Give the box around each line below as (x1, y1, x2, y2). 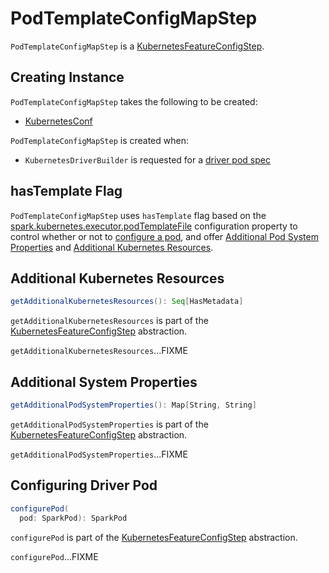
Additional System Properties (10, 373, 198, 391)
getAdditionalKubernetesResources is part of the (10, 315, 209, 327)
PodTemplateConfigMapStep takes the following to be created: (10, 95, 258, 107)
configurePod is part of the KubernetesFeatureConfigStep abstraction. (10, 531, 298, 543)
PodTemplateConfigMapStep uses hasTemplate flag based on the (10, 209, 267, 221)
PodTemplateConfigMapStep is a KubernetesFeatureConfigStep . (10, 40, 265, 52)
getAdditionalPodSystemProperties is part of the (10, 418, 209, 430)
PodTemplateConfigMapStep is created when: (10, 134, 189, 146)
